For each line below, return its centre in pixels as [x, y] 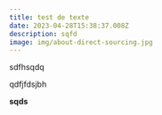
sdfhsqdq [27, 67]
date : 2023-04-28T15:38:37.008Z [69, 26]
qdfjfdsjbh [28, 84]
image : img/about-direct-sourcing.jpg [81, 42]
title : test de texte [49, 17]
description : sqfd [43, 34]
